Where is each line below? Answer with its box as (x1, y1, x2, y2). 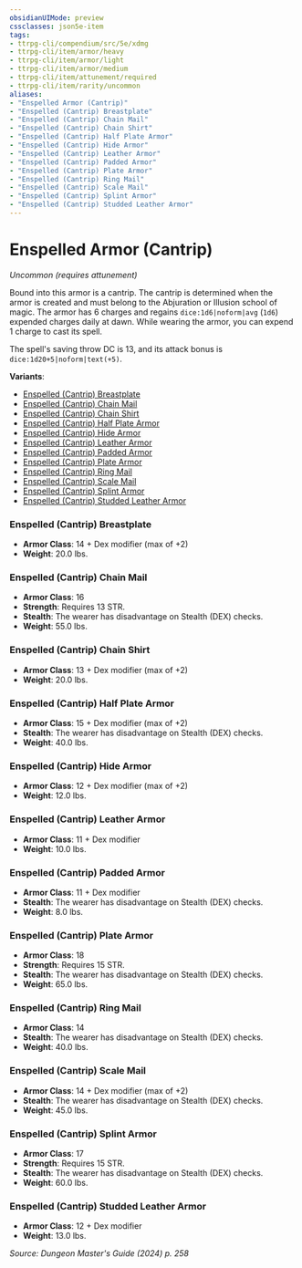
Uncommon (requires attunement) (9, 269, 138, 280)
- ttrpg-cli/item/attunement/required (9, 73, 157, 82)
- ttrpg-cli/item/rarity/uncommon (9, 81, 141, 90)
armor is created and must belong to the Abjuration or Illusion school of (9, 296, 278, 307)
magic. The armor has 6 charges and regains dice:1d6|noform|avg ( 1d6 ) (9, 307, 278, 317)
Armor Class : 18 (22, 950, 85, 961)
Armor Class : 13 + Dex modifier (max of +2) (22, 664, 189, 675)
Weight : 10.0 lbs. (22, 843, 87, 854)
